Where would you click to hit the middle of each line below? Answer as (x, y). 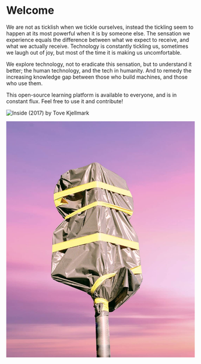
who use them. (25, 83)
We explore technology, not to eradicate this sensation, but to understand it (99, 64)
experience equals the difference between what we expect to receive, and (98, 40)
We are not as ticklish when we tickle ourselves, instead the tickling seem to (100, 27)
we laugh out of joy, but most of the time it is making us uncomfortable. (94, 52)
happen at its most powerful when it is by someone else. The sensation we (98, 33)
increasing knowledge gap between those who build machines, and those (97, 77)
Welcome (30, 10)
